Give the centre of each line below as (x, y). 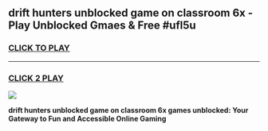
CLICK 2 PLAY (36, 78)
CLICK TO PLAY (39, 48)
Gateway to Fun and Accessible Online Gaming (87, 118)
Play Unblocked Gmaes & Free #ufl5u (102, 26)
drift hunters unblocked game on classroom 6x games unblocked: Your (128, 110)
